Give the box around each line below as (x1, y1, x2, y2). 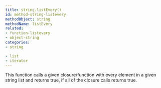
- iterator (5, 58, 28, 63)
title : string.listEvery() (5, 7, 62, 12)
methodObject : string (5, 16, 51, 21)
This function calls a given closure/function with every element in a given (5, 72, 156, 78)
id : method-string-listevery (5, 12, 66, 17)
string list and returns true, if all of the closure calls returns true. (5, 77, 137, 83)
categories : (5, 40, 30, 45)
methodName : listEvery (5, 21, 53, 26)
